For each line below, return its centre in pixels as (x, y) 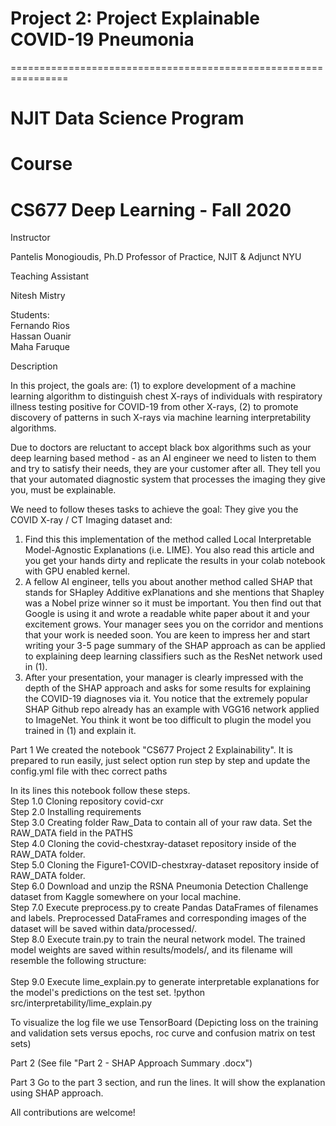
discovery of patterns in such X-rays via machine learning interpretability (161, 418)
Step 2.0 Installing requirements (76, 812)
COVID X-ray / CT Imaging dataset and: (91, 520)
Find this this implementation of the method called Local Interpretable (168, 539)
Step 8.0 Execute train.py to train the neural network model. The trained (158, 939)
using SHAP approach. (57, 1093)
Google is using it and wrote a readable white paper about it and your (167, 614)
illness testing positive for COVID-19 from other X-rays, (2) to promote (154, 407)
